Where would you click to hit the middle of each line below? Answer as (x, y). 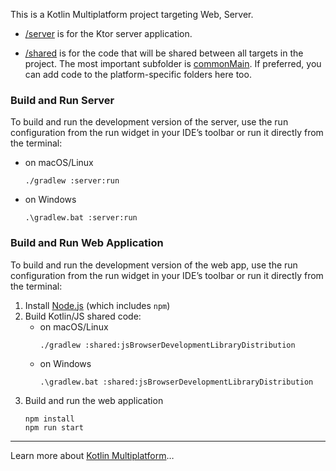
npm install (49, 419)
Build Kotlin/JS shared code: (83, 316)
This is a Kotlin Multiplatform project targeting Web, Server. (132, 14)
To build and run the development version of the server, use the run (149, 122)
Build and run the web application (94, 400)
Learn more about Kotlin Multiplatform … (92, 455)
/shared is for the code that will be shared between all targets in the (164, 53)
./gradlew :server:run (72, 181)
